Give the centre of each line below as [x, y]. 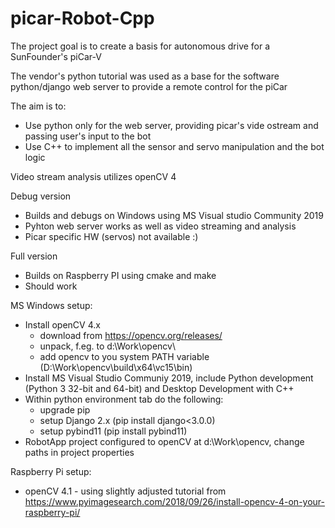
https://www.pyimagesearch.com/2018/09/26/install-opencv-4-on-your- [174, 501]
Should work [51, 286]
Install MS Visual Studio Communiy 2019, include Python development [169, 378]
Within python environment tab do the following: [124, 399]
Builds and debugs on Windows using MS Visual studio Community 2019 [174, 215]
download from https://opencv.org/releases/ [131, 335]
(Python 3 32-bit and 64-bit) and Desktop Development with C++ [159, 388]
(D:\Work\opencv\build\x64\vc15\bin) [116, 367]
